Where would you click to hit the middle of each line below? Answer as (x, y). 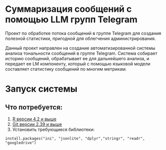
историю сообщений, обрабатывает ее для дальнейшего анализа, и (77, 58)
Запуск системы (41, 89)
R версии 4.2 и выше (34, 119)
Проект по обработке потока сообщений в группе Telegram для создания (83, 33)
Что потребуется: (34, 107)
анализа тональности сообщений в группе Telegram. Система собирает (81, 53)
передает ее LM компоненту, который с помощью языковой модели (78, 64)
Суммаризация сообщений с (69, 9)
